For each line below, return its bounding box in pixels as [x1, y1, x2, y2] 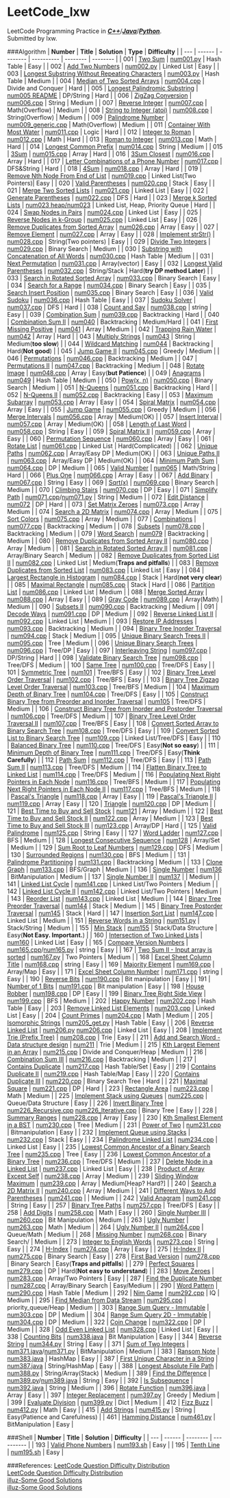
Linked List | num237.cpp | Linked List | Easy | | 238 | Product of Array [7, 1164, 205, 1172]
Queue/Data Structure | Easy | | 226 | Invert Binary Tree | [7, 1099, 168, 1107]
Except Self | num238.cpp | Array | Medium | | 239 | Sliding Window [7, 1172, 199, 1180]
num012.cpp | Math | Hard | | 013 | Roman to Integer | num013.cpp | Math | [7, 135, 217, 143]
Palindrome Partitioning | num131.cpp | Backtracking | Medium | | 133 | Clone [7, 858, 223, 866]
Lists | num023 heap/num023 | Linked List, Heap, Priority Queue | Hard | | [7, 201, 216, 209]
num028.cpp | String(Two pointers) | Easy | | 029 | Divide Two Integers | [7, 237, 211, 245]
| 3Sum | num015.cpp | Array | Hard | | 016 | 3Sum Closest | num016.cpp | [7, 149, 214, 158]
